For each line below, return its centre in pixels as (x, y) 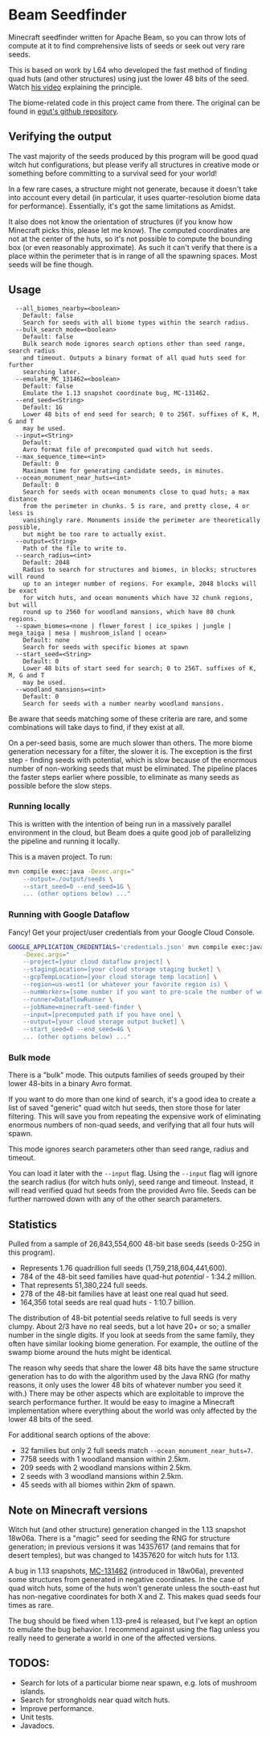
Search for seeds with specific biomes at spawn (106, 647)
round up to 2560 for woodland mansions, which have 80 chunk (129, 612)
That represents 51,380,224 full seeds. (84, 1285)
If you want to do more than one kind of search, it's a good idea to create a (132, 1099)
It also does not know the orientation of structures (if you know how (121, 221)
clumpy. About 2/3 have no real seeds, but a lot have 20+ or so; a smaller (130, 1327)
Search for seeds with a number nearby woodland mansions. (124, 703)
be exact (23, 590)
